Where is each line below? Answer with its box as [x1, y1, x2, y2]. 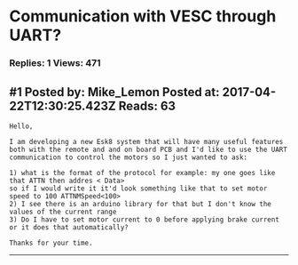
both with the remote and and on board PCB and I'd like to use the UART [9, 145, 288, 154]
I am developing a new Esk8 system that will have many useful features [9, 137, 284, 146]
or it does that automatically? [9, 222, 129, 232]
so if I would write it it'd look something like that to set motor [9, 184, 268, 193]
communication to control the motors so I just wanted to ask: [9, 153, 248, 162]
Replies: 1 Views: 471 [9, 57, 101, 69]
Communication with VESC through [9, 6, 277, 27]
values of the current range [9, 207, 117, 216]
